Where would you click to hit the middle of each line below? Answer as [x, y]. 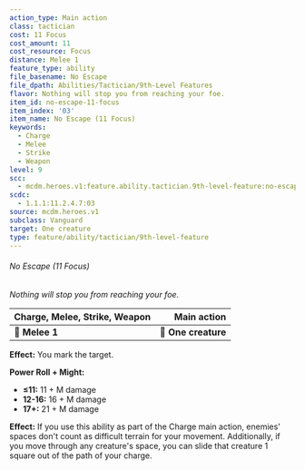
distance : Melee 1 [44, 60]
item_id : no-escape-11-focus [64, 102]
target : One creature [50, 229]
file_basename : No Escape [58, 77]
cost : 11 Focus [38, 34]
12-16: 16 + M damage [64, 399]
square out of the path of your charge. [81, 455]
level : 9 [26, 170]
